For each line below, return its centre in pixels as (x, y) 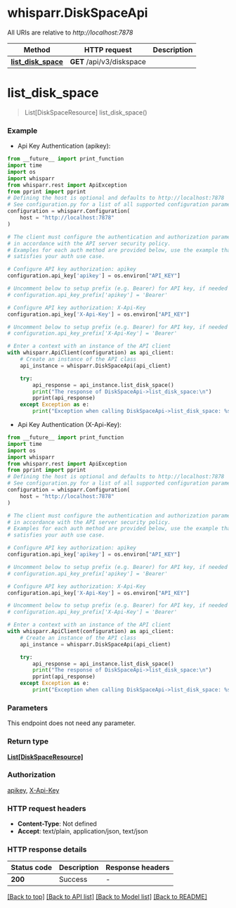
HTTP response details (47, 850)
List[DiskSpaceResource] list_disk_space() (86, 112)
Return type (28, 741)
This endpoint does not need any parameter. (71, 723)
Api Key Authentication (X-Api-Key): (69, 425)
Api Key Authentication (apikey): (64, 146)
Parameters (27, 708)
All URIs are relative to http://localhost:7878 (70, 32)
